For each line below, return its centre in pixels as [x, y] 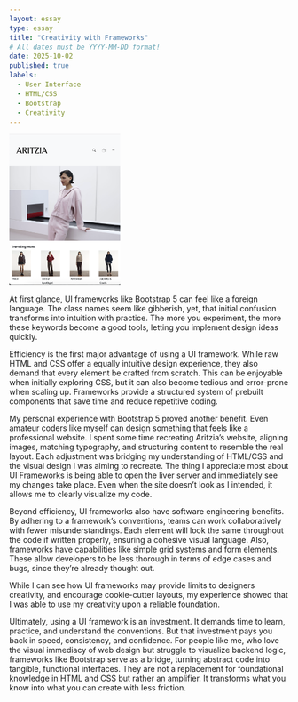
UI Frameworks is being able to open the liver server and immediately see [143, 475]
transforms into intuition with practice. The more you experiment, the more [145, 318]
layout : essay [35, 19]
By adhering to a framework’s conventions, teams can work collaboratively [145, 521]
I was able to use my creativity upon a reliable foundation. [114, 604]
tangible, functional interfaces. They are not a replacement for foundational [146, 669]
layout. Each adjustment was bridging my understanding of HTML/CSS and [146, 456]
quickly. [24, 337]
